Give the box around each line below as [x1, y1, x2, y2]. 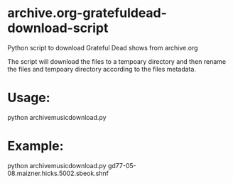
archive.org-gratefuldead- [7, 5, 167, 21]
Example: [7, 138, 64, 154]
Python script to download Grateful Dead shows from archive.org [7, 43, 198, 52]
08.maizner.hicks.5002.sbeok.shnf [7, 169, 109, 177]
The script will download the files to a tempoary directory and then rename [7, 57, 227, 65]
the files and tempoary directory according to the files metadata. [7, 65, 197, 73]
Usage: [7, 90, 51, 106]
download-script [7, 20, 109, 36]
